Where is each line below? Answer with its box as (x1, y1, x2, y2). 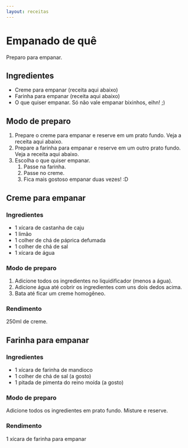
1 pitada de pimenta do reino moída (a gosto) (14, 379, 124, 386)
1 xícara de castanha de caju (14, 224, 85, 231)
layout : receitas (6, 8, 49, 15)
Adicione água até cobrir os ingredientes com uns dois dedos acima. (14, 284, 182, 291)
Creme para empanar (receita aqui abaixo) (14, 86, 118, 93)
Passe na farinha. (23, 163, 66, 170)
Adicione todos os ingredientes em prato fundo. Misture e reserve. (6, 407, 168, 414)
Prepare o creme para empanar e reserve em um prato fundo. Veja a (14, 132, 181, 139)
